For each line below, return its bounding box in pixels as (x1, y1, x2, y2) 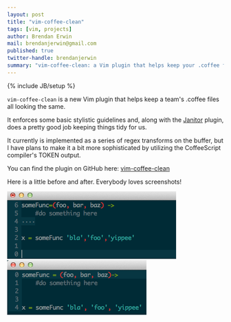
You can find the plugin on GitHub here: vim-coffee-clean (7, 164, 170, 172)
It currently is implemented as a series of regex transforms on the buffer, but (7, 136, 223, 144)
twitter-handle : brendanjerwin (7, 55, 97, 62)
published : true (7, 47, 54, 54)
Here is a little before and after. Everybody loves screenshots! (7, 178, 182, 186)
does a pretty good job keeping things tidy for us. (7, 122, 147, 131)
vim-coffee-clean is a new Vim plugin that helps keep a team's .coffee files (7, 95, 220, 103)
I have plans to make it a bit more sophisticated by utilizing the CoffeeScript (7, 143, 221, 151)
